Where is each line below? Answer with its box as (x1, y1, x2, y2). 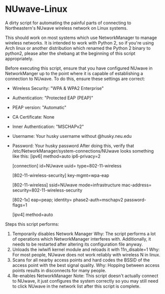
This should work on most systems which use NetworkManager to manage (5, 35, 157, 41)
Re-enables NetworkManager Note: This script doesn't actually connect (12, 273, 159, 279)
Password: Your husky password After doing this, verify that (12, 142, 134, 149)
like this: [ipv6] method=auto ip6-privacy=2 (12, 153, 101, 159)
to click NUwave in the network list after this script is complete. (12, 283, 141, 289)
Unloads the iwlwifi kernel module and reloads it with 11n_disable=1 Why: (12, 246, 160, 252)
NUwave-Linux (5, 3, 67, 15)
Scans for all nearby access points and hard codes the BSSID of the (12, 257, 150, 263)
